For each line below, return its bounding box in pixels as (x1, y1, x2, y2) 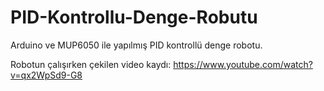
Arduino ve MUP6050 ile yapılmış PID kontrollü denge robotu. (10, 39, 263, 51)
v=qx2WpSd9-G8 (10, 69, 83, 81)
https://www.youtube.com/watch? (173, 58, 313, 70)
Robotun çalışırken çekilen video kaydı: (10, 58, 172, 70)
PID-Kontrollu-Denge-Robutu (10, 6, 258, 29)
